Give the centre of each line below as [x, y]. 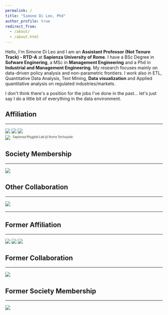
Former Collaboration [39, 258]
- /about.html [24, 37]
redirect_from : [21, 26]
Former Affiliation [33, 225]
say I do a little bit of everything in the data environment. [63, 98]
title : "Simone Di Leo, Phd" [35, 16]
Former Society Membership [51, 291]
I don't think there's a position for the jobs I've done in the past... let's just [81, 93]
